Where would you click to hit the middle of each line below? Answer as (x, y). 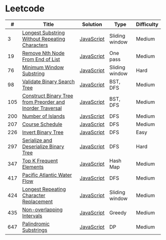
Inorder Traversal (42, 108)
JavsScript (92, 116)
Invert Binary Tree (43, 132)
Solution (92, 24)
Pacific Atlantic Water (47, 175)
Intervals (32, 216)
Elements (33, 167)
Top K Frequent (40, 160)
